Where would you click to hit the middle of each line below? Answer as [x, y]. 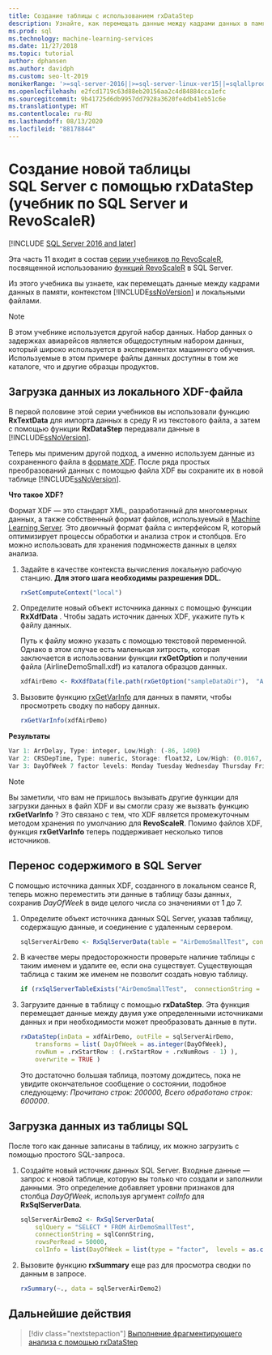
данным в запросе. [53, 1274]
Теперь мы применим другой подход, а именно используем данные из [132, 453]
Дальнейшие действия [70, 1314]
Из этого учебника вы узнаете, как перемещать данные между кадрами [134, 283]
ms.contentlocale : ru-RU [50, 114]
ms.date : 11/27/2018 [43, 46]
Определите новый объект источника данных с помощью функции [136, 608]
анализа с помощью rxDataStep [83, 1342]
